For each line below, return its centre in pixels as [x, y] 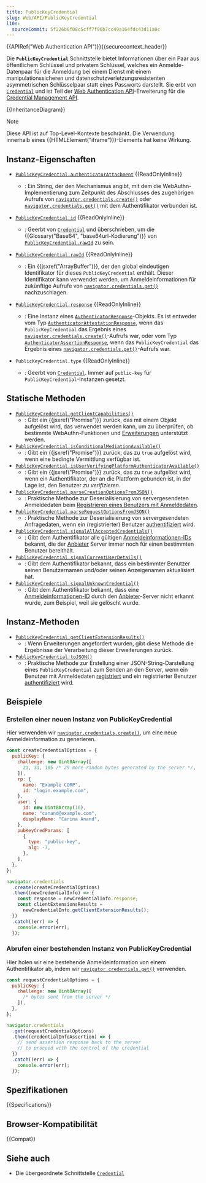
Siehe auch [28, 1158]
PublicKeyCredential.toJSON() [54, 657]
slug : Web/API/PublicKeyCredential [52, 18]
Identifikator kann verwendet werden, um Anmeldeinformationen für [110, 280]
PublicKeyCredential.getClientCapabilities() [74, 414]
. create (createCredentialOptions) [56, 887]
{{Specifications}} [29, 1105]
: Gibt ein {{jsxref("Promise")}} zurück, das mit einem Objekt [101, 420]
